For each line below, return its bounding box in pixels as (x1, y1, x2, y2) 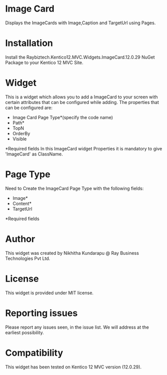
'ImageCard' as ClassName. (5, 151, 63, 157)
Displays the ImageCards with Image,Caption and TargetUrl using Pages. (5, 20, 156, 26)
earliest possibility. (5, 329, 44, 336)
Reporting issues (5, 307, 78, 318)
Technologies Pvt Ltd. (5, 255, 50, 261)
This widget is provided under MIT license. (5, 290, 94, 296)
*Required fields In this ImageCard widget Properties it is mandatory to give (5, 145, 162, 151)
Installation (5, 37, 53, 49)
